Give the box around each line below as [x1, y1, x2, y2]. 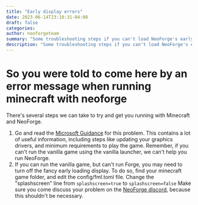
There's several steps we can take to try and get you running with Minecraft [6, 112, 190, 119]
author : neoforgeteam [6, 31, 60, 37]
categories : [6, 25, 35, 31]
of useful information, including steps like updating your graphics [14, 135, 173, 142]
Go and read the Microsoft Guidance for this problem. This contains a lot [14, 129, 190, 136]
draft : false [6, 19, 38, 25]
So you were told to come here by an [6, 67, 187, 80]
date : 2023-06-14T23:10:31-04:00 [6, 14, 88, 20]
